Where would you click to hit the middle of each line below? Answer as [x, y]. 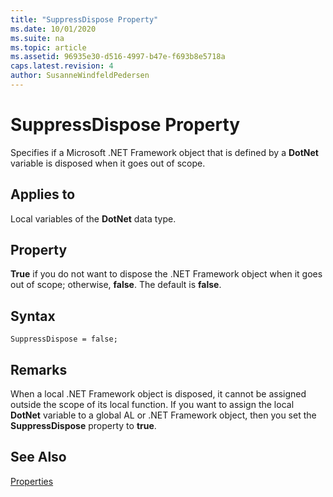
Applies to [43, 194]
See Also [38, 457]
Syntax [33, 316]
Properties [32, 481]
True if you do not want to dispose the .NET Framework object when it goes [166, 274]
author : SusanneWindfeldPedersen [80, 76]
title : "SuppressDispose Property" [84, 19]
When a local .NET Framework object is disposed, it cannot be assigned [158, 394]
